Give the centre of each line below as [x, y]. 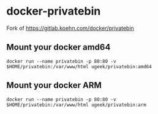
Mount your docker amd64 [58, 47]
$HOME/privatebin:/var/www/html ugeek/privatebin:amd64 [79, 66]
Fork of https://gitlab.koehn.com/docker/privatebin [70, 28]
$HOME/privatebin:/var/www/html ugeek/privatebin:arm [77, 105]
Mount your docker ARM [54, 86]
